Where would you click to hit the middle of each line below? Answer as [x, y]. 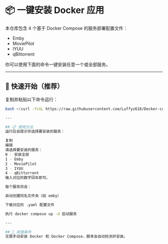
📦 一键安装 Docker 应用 [55, 10]
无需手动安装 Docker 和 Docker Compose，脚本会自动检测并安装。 [66, 236]
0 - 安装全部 [17, 154]
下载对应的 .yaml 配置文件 [30, 205]
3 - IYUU [14, 168]
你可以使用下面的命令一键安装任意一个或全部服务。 [58, 64]
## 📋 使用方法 [19, 127]
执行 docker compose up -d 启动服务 [41, 214]
